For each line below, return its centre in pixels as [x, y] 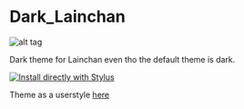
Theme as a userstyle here [60, 94]
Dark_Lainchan [67, 17]
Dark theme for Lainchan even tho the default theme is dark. [122, 59]
